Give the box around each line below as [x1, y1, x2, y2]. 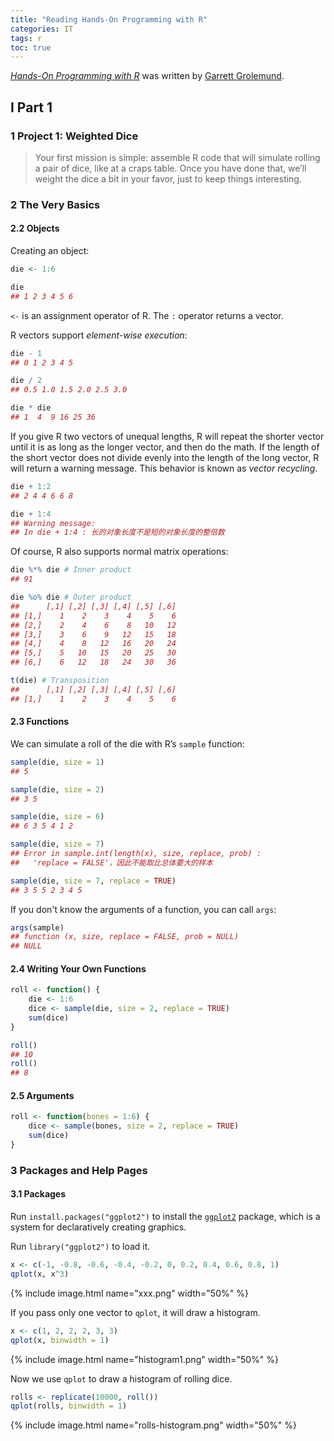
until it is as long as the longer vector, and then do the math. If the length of [10, 441, 320, 453]
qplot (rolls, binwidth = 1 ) [10, 1401, 128, 1411]
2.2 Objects [10, 222, 60, 235]
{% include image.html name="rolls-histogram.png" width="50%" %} [10, 1419, 297, 1431]
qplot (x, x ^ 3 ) [10, 1269, 70, 1279]
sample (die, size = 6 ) [10, 812, 105, 822]
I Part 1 [10, 99, 53, 116]
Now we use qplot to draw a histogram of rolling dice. [10, 1372, 233, 1385]
